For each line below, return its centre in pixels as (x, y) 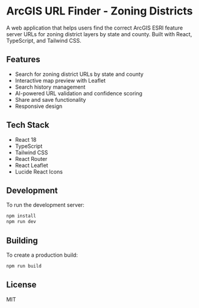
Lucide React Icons (39, 171)
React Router (31, 159)
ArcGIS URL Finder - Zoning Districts (99, 11)
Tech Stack (28, 125)
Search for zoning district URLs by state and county (79, 74)
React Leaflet (31, 165)
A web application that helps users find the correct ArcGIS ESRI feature (95, 28)
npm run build (24, 266)
